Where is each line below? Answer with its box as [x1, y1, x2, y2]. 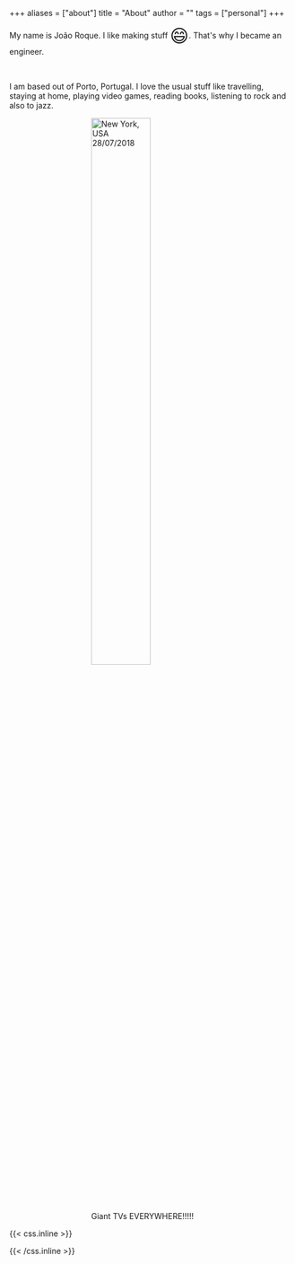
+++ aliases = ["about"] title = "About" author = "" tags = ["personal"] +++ [9, 8, 285, 18]
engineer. [9, 47, 45, 57]
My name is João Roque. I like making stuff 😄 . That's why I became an [9, 26, 282, 47]
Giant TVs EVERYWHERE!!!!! [91, 1211, 195, 1221]
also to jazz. [9, 100, 54, 110]
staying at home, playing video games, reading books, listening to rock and [9, 91, 287, 101]
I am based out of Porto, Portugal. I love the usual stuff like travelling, [9, 81, 265, 92]
